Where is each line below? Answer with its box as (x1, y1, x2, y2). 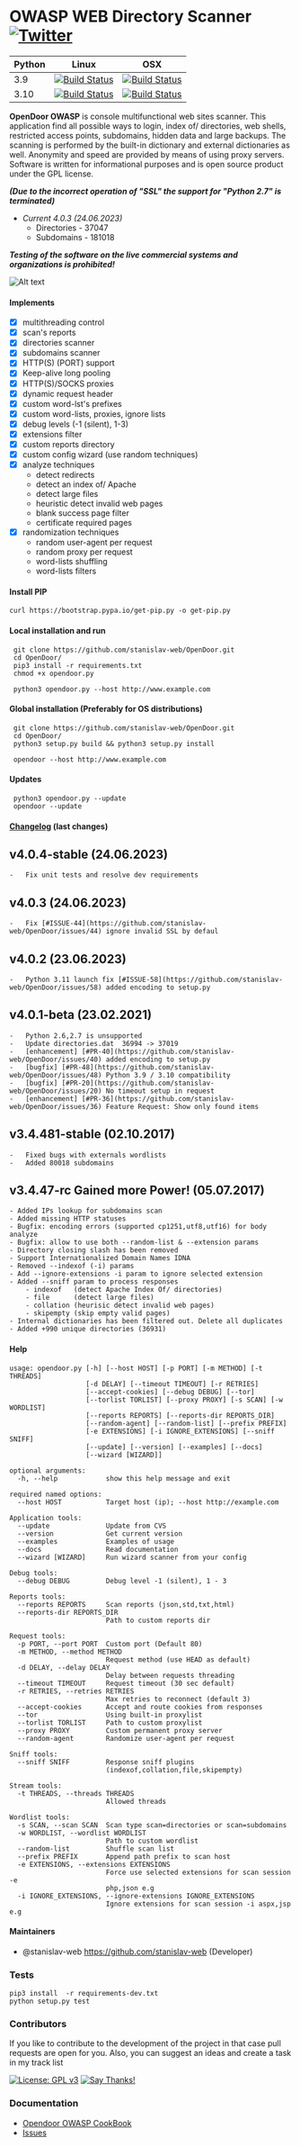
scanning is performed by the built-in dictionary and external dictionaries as (9, 140, 290, 150)
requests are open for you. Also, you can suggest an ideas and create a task (9, 2048, 292, 2059)
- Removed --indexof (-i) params (9, 1262, 135, 1271)
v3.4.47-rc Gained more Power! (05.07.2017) (9, 1183, 265, 1198)
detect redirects (35, 470, 95, 481)
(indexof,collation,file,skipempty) (105, 1765, 243, 1774)
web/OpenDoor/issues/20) (9, 1087, 102, 1096)
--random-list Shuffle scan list (17, 1844, 175, 1853)
